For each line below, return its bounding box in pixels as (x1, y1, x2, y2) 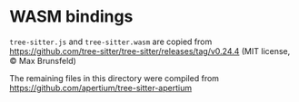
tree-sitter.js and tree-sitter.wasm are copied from (9, 36, 213, 47)
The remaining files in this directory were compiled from (9, 72, 220, 83)
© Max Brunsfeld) (9, 55, 77, 66)
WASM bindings (9, 6, 134, 27)
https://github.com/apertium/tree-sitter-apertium (9, 82, 193, 93)
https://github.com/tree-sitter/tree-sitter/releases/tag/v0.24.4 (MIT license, (9, 45, 291, 56)
